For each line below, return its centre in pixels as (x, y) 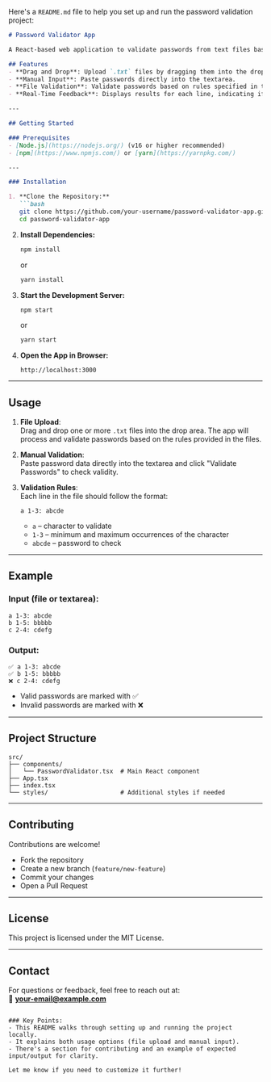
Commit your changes (57, 877)
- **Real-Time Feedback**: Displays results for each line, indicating (131, 94)
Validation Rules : (49, 488)
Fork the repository (52, 860)
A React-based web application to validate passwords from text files (129, 49)
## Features (28, 64)
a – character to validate (72, 526)
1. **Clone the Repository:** (59, 197)
